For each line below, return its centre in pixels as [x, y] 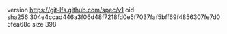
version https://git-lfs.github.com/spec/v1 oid [71, 10]
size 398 [44, 24]
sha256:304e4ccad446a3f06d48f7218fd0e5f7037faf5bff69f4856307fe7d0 [114, 17]
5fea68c [19, 24]
